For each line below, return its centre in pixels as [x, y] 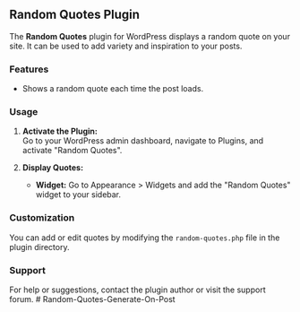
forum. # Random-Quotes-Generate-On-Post [93, 299]
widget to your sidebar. [78, 195]
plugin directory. [39, 247]
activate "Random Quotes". [72, 151]
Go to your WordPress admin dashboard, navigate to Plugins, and [143, 141]
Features [29, 69]
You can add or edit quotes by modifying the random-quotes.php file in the [145, 238]
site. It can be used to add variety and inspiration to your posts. [126, 46]
